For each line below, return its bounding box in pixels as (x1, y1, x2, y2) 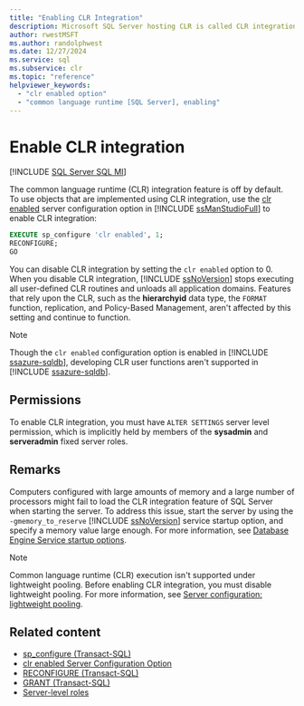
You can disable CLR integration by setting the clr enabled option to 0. (9, 264, 273, 275)
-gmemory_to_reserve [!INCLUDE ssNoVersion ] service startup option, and (9, 515, 283, 526)
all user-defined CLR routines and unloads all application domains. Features (9, 283, 291, 294)
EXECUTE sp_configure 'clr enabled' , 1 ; (9, 230, 165, 240)
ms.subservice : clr (9, 64, 83, 73)
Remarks (9, 462, 62, 478)
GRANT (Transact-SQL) (22, 677, 110, 689)
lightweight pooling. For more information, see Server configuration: (9, 588, 262, 599)
